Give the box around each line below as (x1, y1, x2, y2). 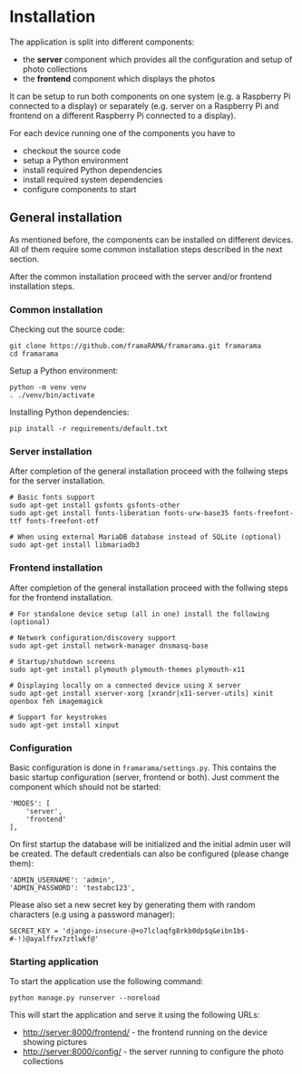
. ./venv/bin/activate (9, 391, 95, 400)
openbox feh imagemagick (9, 697, 103, 706)
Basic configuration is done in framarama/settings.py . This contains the (9, 762, 277, 773)
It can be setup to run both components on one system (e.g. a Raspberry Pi (9, 91, 291, 102)
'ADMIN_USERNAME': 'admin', (9, 875, 116, 884)
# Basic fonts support (9, 493, 95, 503)
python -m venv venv (9, 383, 88, 392)
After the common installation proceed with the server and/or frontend (9, 270, 272, 282)
